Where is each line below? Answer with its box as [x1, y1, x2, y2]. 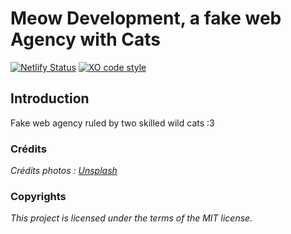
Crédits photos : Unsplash [10, 165, 118, 177]
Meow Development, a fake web [10, 7, 282, 30]
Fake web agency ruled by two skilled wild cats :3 [10, 117, 215, 129]
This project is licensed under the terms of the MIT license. [10, 212, 253, 224]
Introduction [10, 90, 90, 107]
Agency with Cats [10, 28, 161, 51]
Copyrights [10, 189, 67, 203]
